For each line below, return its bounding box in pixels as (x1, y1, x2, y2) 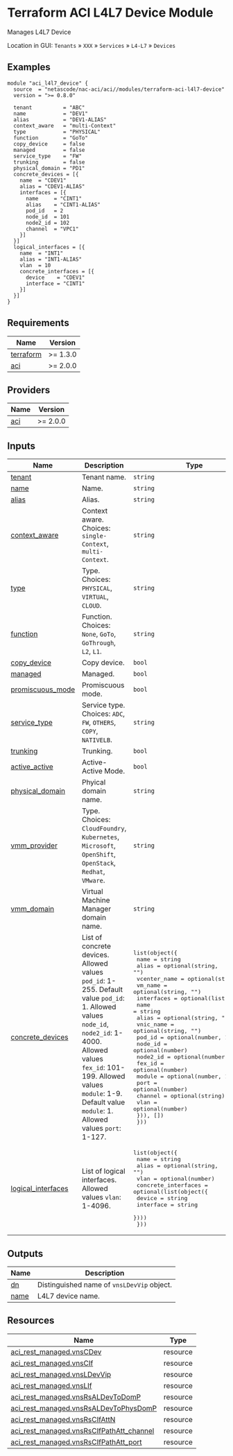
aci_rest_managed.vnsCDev (10, 1347, 102, 1357)
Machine (82, 896, 110, 905)
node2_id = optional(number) (136, 1053, 229, 1061)
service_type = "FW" (13, 153, 82, 160)
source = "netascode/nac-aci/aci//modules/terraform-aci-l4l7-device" (13, 85, 225, 93)
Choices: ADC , (82, 709, 126, 719)
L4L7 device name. (37, 1292, 101, 1301)
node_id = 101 (25, 213, 70, 220)
